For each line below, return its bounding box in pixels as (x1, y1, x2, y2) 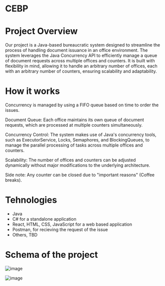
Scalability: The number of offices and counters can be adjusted (5, 157, 136, 163)
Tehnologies (5, 194, 57, 206)
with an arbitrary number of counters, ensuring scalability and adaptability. (5, 68, 157, 74)
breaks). (5, 177, 22, 183)
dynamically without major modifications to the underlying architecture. (5, 162, 151, 168)
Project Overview (5, 26, 78, 37)
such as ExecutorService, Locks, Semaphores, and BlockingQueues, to (5, 137, 150, 143)
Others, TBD (12, 232, 38, 238)
